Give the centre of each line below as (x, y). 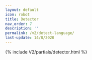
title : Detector (22, 19)
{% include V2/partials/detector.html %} (46, 52)
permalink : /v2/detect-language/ (40, 33)
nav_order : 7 (19, 24)
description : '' (22, 28)
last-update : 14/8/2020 (30, 38)
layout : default (22, 10)
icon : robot (17, 14)
